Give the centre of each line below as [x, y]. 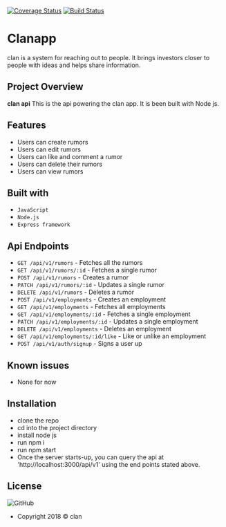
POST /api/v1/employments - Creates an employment [92, 299]
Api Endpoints [38, 246]
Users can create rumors [53, 142]
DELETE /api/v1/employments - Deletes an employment [94, 329]
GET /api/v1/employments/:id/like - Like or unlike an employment [112, 336]
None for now [37, 382]
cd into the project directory [57, 427]
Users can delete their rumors [59, 164]
